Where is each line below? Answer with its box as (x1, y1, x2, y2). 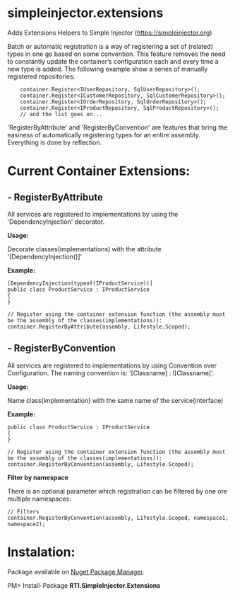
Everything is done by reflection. (7, 138, 102, 147)
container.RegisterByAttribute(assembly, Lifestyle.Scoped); (7, 323, 191, 330)
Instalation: (7, 544, 76, 560)
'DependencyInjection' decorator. (7, 217, 105, 226)
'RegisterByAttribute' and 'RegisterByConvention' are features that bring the (7, 123, 228, 132)
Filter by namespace (7, 473, 69, 482)
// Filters (7, 508, 40, 515)
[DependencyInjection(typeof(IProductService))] (7, 280, 153, 287)
